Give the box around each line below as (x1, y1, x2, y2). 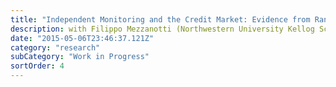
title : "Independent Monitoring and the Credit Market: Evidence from (10, 14, 311, 25)
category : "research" (10, 42, 101, 53)
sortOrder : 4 (10, 61, 65, 71)
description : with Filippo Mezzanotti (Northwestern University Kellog (10, 24, 315, 34)
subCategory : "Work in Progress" (10, 52, 150, 62)
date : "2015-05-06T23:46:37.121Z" (10, 33, 155, 43)
